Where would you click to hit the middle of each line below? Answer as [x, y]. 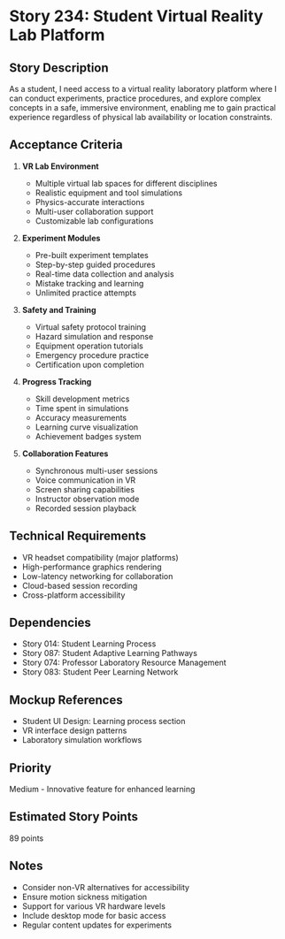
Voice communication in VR [85, 480]
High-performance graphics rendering [92, 567]
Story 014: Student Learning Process [89, 644]
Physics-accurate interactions [90, 202]
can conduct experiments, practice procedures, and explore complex [135, 98]
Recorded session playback [86, 508]
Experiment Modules [61, 238]
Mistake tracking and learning [89, 283]
